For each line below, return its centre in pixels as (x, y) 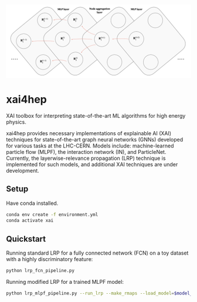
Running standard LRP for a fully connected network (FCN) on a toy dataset (97, 253)
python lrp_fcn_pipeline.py (40, 271)
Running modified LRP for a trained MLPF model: (65, 282)
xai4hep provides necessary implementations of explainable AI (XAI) (89, 133)
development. (23, 170)
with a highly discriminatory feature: (50, 259)
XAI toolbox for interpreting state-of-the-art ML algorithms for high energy (96, 115)
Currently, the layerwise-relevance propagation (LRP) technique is (86, 158)
